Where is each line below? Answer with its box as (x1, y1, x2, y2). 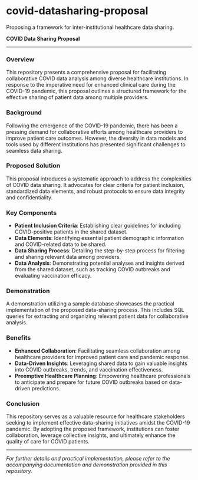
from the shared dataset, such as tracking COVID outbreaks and (14, 266, 171, 273)
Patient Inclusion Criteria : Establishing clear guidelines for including (14, 222, 181, 229)
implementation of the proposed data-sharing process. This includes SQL (6, 307, 184, 314)
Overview (6, 55, 35, 63)
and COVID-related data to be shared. (14, 241, 107, 248)
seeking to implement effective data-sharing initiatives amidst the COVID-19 (6, 419, 190, 426)
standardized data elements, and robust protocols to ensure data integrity (6, 188, 185, 195)
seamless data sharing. (6, 147, 63, 154)
